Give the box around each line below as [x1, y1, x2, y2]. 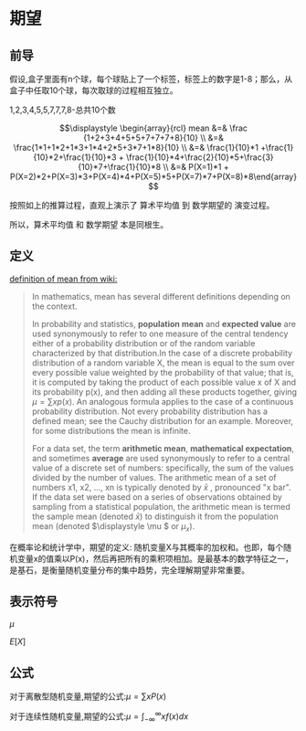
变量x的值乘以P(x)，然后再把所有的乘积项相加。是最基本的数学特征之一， [16, 553, 294, 564]
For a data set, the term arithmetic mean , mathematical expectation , [31, 442, 295, 453]
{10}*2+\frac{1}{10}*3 [33, 152, 117, 163]
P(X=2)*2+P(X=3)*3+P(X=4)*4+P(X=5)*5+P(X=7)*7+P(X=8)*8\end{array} [9, 171, 298, 182]
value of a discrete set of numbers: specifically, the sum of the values [31, 462, 294, 473]
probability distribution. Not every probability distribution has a [31, 406, 268, 417]
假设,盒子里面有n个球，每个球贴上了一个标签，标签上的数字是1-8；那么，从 [9, 74, 293, 84]
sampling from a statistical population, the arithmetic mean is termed [31, 501, 290, 512]
